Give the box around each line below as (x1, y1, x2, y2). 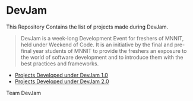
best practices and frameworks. (20, 60, 99, 67)
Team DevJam (6, 89, 42, 96)
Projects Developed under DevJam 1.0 (14, 71, 109, 78)
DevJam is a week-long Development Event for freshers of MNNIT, (20, 34, 184, 42)
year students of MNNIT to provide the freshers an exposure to (32, 47, 187, 54)
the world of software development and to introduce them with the (20, 53, 183, 61)
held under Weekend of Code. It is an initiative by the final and (20, 41, 173, 48)
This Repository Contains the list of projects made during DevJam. (6, 23, 169, 30)
